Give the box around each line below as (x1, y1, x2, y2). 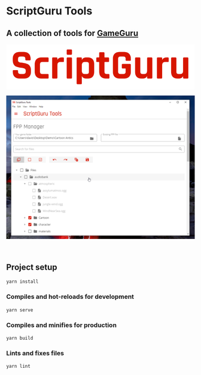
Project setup (6, 262, 58, 272)
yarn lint (6, 364, 31, 370)
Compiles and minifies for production (6, 320, 117, 329)
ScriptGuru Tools (6, 4, 93, 18)
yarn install (6, 279, 39, 285)
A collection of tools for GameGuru (6, 28, 139, 38)
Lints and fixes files (6, 349, 65, 357)
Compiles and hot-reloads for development (6, 292, 135, 301)
